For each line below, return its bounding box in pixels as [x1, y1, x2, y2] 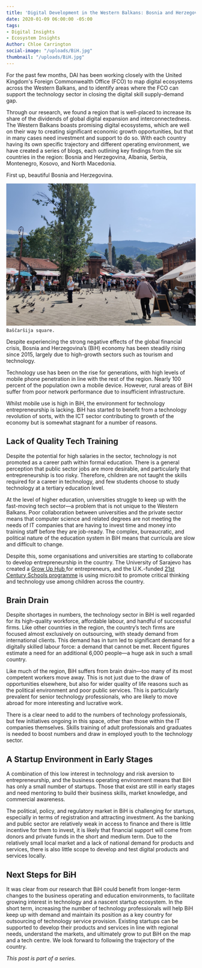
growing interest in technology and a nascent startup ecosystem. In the [6, 898, 183, 905]
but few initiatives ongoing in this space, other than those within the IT [6, 718, 180, 725]
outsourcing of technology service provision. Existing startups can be [6, 917, 179, 925]
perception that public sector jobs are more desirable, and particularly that [6, 465, 191, 472]
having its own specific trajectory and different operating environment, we [6, 140, 190, 147]
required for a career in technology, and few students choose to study [6, 478, 180, 485]
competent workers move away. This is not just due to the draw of [6, 674, 170, 681]
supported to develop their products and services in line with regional [6, 924, 179, 931]
